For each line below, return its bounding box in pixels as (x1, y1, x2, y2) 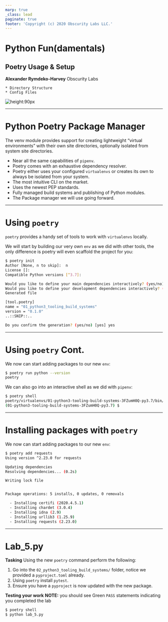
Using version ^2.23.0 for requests (5, 455, 81, 460)
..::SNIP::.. (5, 313, 32, 318)
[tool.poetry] (5, 299, 35, 305)
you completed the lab (5, 598, 51, 604)
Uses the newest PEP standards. (12, 184, 80, 190)
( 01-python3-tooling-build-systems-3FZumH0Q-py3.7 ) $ (5, 403, 120, 408)
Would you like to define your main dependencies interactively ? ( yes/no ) (5, 281, 164, 286)
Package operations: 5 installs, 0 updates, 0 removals (5, 491, 124, 496)
